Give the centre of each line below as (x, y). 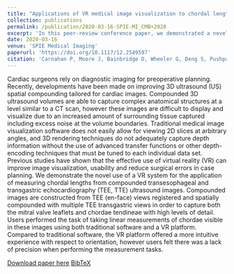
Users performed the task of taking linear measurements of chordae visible (115, 220)
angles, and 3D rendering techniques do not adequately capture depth (108, 138)
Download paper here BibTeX (49, 263)
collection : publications (45, 20)
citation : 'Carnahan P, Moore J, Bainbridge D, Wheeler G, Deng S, (107, 59)
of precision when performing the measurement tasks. (85, 249)
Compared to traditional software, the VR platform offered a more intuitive (113, 234)
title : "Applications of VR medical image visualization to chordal (109, 14)
